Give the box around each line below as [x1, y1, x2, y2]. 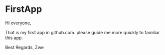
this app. [5, 35, 23, 41]
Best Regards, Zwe [5, 44, 44, 50]
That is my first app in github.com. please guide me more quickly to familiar [5, 29, 160, 35]
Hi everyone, [5, 20, 31, 26]
